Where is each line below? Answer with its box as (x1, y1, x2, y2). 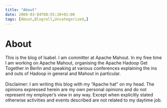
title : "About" (5, 7, 37, 12)
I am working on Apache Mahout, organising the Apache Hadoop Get (5, 60, 148, 66)
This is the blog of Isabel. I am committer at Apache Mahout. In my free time (5, 54, 162, 60)
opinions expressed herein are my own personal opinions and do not (5, 86, 147, 92)
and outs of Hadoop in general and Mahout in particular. (5, 70, 121, 76)
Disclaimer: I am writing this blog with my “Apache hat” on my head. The (5, 81, 154, 87)
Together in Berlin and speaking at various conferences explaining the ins (5, 65, 157, 71)
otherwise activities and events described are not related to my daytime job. (5, 97, 162, 103)
